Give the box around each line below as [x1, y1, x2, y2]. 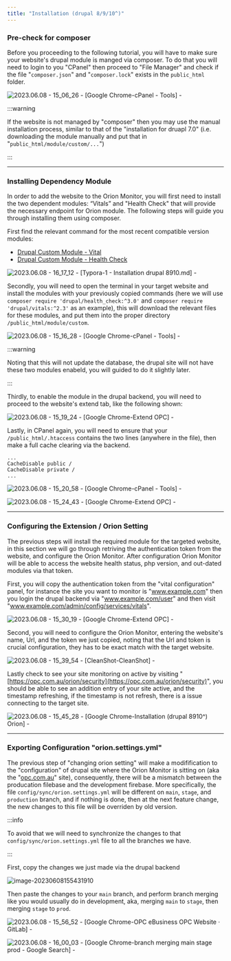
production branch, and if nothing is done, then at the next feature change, [7, 795, 219, 803]
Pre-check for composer [7, 32, 91, 42]
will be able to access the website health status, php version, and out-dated [7, 559, 222, 568]
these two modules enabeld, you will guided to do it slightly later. [7, 366, 191, 374]
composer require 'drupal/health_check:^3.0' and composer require [7, 296, 203, 305]
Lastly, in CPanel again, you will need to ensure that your [7, 426, 168, 435]
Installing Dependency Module [7, 176, 112, 186]
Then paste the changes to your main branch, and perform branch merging [7, 889, 219, 898]
